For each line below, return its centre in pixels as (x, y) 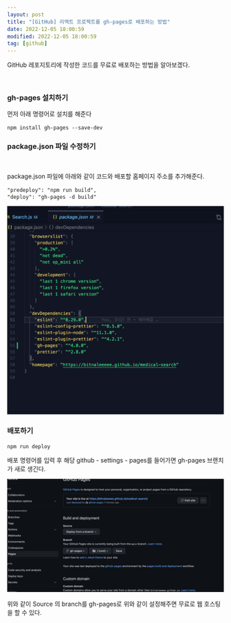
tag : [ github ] (27, 44)
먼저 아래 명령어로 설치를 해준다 (49, 114)
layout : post (26, 14)
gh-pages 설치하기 (38, 98)
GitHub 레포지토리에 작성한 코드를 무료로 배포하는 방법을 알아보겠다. (99, 65)
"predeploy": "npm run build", (52, 190)
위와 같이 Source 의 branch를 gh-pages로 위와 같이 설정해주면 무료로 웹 (105, 604)
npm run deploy (29, 446)
